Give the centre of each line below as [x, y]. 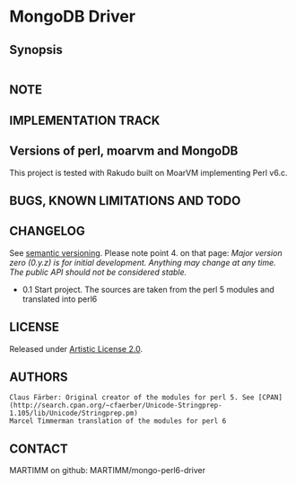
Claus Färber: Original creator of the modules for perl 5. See [132, 398]
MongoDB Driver [73, 17]
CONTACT [39, 449]
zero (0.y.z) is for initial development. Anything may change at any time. [143, 262]
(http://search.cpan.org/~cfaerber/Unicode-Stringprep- [116, 406]
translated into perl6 [60, 299]
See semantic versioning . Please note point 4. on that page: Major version [146, 252]
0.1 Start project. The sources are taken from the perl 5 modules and [148, 289]
